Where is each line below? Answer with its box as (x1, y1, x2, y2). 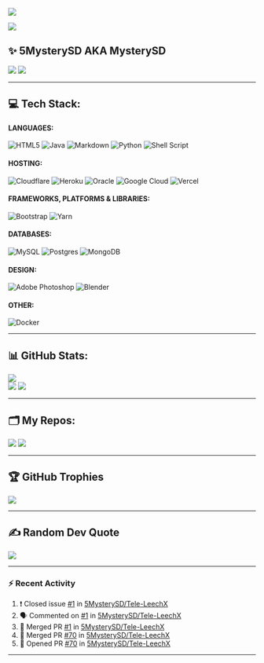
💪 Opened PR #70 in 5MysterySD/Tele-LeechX (19, 639, 171, 648)
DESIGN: (8, 265, 37, 274)
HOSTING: (8, 159, 43, 168)
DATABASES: (8, 229, 53, 239)
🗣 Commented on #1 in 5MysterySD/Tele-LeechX (19, 610, 182, 620)
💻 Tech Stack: (8, 97, 81, 111)
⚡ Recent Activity (8, 577, 76, 588)
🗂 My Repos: (8, 413, 76, 427)
